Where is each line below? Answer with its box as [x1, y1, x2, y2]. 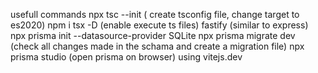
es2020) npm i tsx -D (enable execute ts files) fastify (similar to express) [10, 19, 309, 31]
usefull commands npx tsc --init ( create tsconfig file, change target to [10, 9, 300, 20]
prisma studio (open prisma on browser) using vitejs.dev [10, 51, 243, 63]
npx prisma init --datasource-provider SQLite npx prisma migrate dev [10, 30, 296, 41]
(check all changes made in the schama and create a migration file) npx [10, 40, 305, 52]
